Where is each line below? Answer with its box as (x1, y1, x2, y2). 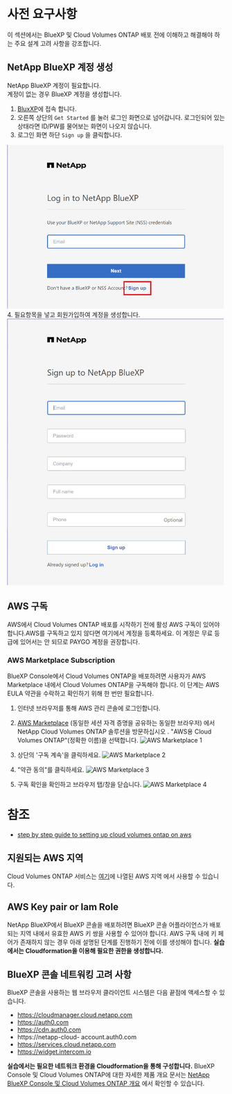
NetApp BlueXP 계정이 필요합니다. (7, 81, 102, 89)
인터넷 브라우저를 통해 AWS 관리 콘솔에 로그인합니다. (17, 704, 161, 713)
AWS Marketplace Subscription (7, 655, 116, 665)
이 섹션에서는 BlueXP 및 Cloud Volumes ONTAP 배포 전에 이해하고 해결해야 (7, 31, 213, 39)
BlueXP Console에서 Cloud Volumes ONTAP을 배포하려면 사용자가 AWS (7, 672, 206, 680)
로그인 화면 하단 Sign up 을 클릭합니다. (17, 130, 123, 139)
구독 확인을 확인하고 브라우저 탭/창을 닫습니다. (17, 781, 142, 789)
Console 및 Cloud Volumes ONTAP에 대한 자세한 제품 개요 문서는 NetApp (7, 1070, 210, 1079)
